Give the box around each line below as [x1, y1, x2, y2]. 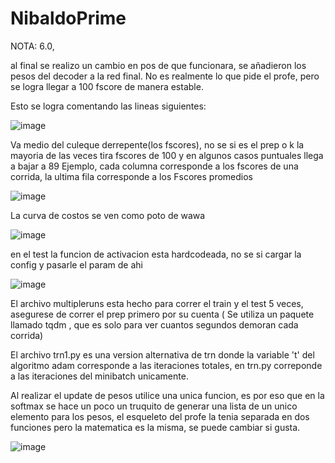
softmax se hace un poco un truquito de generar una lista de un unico [10, 400, 298, 412]
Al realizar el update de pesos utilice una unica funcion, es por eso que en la [10, 389, 325, 401]
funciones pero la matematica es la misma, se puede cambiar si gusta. [10, 421, 301, 433]
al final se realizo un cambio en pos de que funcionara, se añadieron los [10, 59, 307, 71]
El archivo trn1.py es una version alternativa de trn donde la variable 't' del [10, 348, 315, 361]
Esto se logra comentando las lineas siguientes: [10, 100, 207, 112]
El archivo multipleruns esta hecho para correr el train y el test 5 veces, [10, 297, 304, 309]
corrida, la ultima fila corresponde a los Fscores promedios [10, 170, 253, 182]
